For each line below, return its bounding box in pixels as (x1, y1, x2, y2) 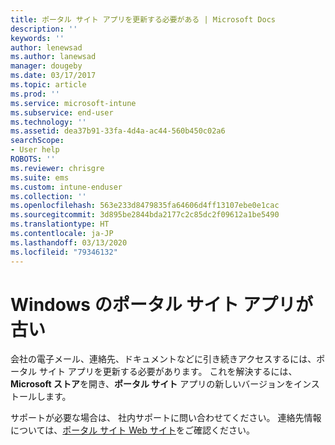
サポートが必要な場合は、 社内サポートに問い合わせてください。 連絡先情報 (10, 412, 322, 424)
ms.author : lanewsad (10, 52, 97, 62)
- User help (10, 145, 60, 155)
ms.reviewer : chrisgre (10, 163, 105, 173)
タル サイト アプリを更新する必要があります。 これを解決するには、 (18, 366, 298, 378)
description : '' (10, 24, 78, 34)
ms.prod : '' (10, 89, 60, 99)
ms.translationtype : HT (10, 219, 110, 230)
